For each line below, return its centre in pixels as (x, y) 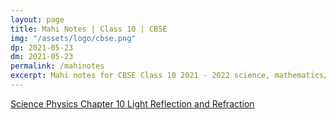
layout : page (37, 19)
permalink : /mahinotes (57, 66)
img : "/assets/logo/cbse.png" (73, 38)
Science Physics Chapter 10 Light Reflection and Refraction (132, 103)
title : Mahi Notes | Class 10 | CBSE (89, 29)
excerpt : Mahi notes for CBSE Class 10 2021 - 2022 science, (140, 76)
